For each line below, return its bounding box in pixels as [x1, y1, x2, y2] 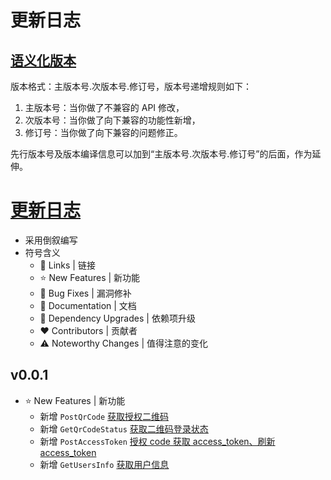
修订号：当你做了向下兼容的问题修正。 [24, 127, 183, 138]
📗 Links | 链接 [39, 259, 96, 271]
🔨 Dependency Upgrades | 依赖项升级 [39, 312, 196, 324]
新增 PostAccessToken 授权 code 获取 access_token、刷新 [39, 435, 276, 447]
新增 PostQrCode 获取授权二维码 [39, 410, 170, 422]
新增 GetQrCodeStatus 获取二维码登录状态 [39, 422, 209, 435]
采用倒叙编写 [24, 234, 78, 246]
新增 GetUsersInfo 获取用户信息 [39, 458, 170, 470]
